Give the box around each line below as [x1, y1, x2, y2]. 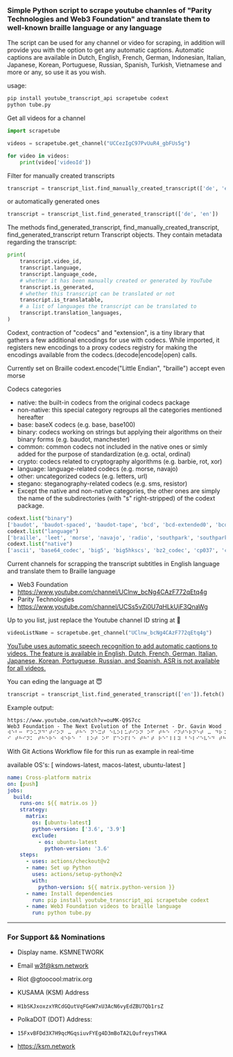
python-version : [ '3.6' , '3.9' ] [32, 825, 126, 832]
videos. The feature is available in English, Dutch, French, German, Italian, [7, 649, 218, 658]
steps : [19, 852, 39, 859]
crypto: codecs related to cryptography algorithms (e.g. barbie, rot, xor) [17, 457, 223, 465]
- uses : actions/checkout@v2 [25, 858, 110, 865]
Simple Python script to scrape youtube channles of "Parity [7, 6, 212, 15]
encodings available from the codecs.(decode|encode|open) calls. [7, 350, 198, 359]
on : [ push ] [7, 780, 39, 787]
